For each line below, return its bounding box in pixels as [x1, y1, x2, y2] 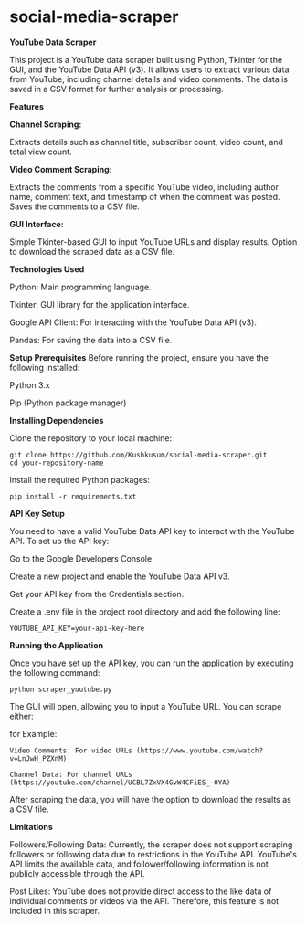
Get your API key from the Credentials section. [9, 588, 185, 599]
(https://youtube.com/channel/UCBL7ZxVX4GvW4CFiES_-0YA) [9, 778, 231, 787]
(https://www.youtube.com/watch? [135, 746, 263, 755]
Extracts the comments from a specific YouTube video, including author [9, 181, 279, 193]
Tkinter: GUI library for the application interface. [9, 299, 190, 310]
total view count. [9, 146, 72, 157]
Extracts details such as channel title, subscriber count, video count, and [9, 136, 283, 147]
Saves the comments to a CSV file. [9, 201, 140, 212]
